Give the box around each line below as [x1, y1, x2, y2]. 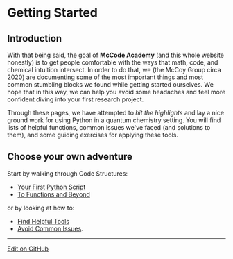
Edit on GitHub [7, 244, 49, 253]
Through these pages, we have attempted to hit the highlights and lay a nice [7, 109, 224, 117]
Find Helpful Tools [17, 217, 70, 225]
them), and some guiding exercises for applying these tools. [7, 131, 179, 139]
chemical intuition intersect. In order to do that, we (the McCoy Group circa [7, 66, 222, 74]
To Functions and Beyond [17, 190, 90, 199]
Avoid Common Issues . [17, 224, 83, 233]
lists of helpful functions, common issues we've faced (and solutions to [7, 124, 211, 131]
